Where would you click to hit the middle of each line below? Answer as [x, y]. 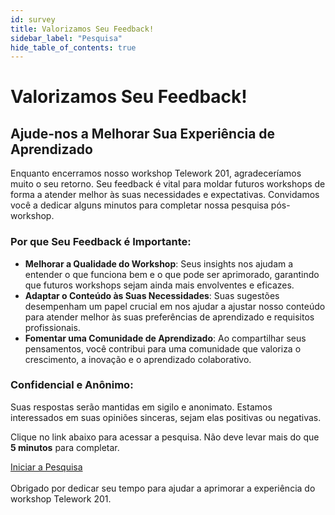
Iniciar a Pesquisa [46, 467]
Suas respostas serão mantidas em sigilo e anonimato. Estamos [141, 407]
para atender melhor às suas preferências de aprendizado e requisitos [169, 317]
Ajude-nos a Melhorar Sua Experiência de [143, 133]
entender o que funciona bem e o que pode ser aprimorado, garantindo [172, 274]
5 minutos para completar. [65, 447]
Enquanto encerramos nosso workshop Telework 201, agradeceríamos [156, 173]
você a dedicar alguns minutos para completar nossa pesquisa [139, 205]
